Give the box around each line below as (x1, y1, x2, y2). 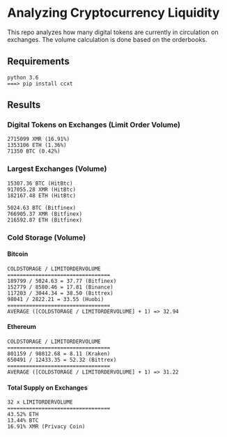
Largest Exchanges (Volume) (7, 164, 107, 174)
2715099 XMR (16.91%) (7, 136, 70, 143)
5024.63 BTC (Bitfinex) (7, 204, 77, 211)
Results (7, 99, 41, 111)
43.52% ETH (7, 411, 39, 418)
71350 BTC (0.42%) (7, 148, 61, 155)
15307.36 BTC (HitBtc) (7, 180, 73, 187)
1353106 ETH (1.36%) (7, 141, 68, 149)
